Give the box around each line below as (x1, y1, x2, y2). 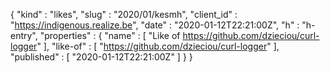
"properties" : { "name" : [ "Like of (39, 30, 181, 41)
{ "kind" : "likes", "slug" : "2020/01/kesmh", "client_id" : (10, 9, 238, 20)
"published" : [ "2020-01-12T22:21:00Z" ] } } (10, 51, 193, 63)
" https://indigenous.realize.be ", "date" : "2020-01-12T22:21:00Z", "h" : (10, 19, 300, 31)
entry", (10, 30, 38, 41)
